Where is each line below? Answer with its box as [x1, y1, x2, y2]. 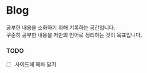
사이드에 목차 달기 [14, 61, 56, 68]
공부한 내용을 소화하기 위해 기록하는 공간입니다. [6, 24, 116, 31]
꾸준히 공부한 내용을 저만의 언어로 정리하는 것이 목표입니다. [6, 31, 142, 39]
